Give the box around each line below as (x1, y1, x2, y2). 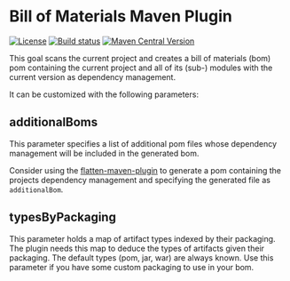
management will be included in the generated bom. (9, 148, 200, 158)
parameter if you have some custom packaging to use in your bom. (9, 261, 255, 272)
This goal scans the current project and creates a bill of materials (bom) (9, 52, 271, 63)
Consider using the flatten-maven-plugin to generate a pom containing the (9, 165, 282, 175)
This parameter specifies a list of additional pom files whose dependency (9, 138, 278, 149)
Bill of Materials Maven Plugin (9, 6, 232, 27)
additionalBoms (9, 115, 98, 130)
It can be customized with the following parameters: (9, 89, 200, 100)
